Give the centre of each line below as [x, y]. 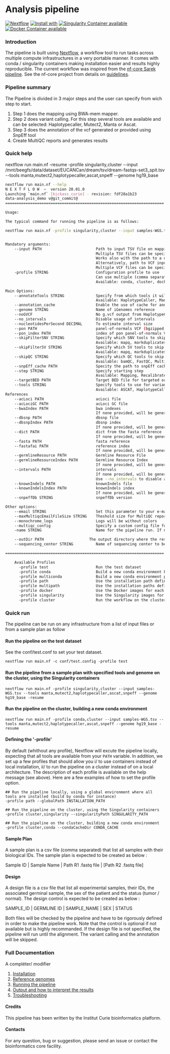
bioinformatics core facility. [34, 1046]
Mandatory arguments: [28, 244]
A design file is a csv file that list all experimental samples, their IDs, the [80, 888]
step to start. [18, 104]
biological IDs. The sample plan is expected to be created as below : [76, 855]
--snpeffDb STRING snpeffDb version [73, 498]
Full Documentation [30, 953]
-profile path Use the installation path [86, 581]
